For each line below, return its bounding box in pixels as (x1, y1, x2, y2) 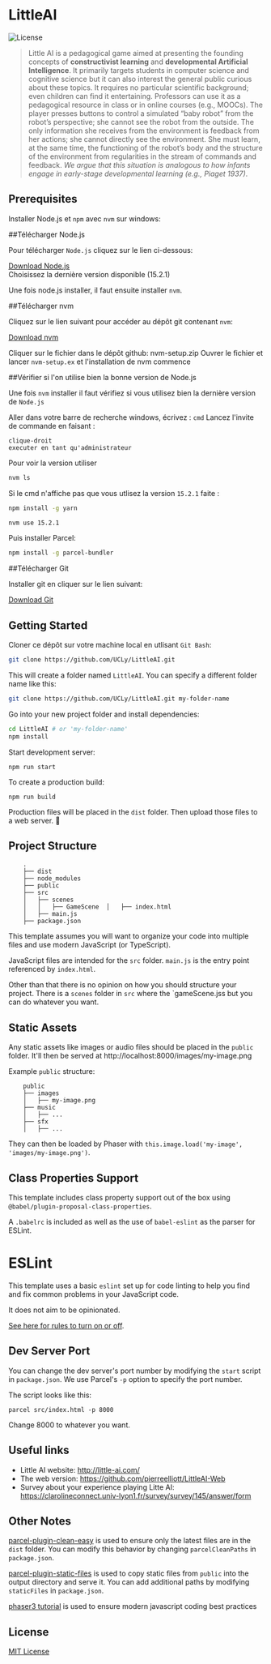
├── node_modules (23, 875, 82, 883)
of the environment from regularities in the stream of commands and (28, 152, 257, 161)
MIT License (8, 1647, 50, 1657)
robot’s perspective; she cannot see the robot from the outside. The (28, 117, 255, 126)
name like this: (8, 678, 57, 688)
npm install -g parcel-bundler (8, 549, 114, 557)
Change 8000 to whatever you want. (8, 1420, 131, 1430)
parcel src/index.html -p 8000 (8, 1405, 114, 1414)
